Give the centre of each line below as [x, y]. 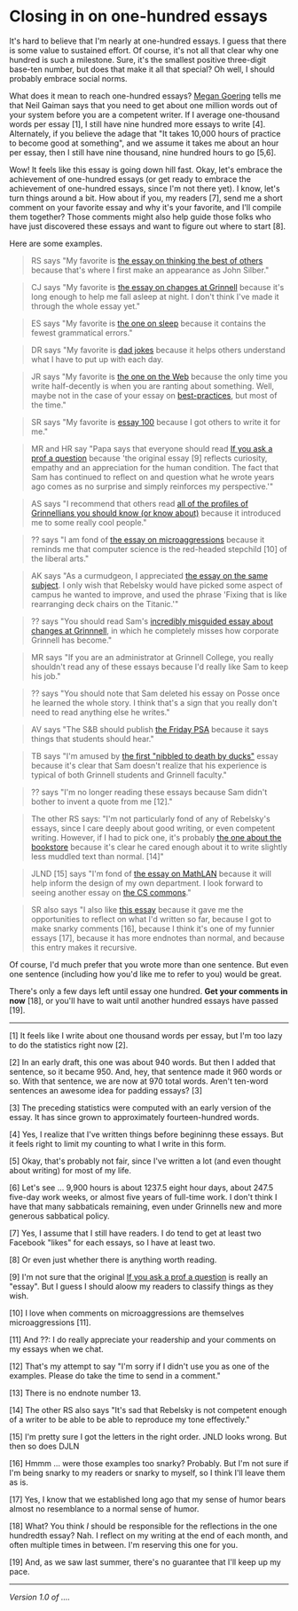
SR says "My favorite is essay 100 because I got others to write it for [156, 422]
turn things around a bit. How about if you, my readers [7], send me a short [146, 198]
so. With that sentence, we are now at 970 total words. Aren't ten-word [139, 1081]
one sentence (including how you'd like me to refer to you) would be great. [145, 974]
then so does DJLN [44, 1446]
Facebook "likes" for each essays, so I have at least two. [112, 1242]
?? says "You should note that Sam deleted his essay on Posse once [155, 693]
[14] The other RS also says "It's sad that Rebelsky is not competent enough [148, 1410]
